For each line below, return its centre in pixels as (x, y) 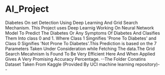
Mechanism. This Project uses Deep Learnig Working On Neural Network (80, 27)
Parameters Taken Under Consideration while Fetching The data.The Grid (80, 49)
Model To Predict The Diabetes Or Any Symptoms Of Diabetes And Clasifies (82, 33)
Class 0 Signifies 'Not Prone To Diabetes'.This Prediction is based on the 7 (81, 43)
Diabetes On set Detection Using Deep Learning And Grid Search (72, 23)
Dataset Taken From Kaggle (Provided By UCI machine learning (70, 64)
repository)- (148, 64)
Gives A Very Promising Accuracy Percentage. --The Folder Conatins (76, 59)
